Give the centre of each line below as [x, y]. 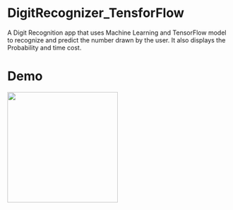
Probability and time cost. [44, 47]
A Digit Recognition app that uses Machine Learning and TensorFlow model [117, 33]
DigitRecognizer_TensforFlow [96, 13]
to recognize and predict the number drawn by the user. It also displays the [116, 40]
